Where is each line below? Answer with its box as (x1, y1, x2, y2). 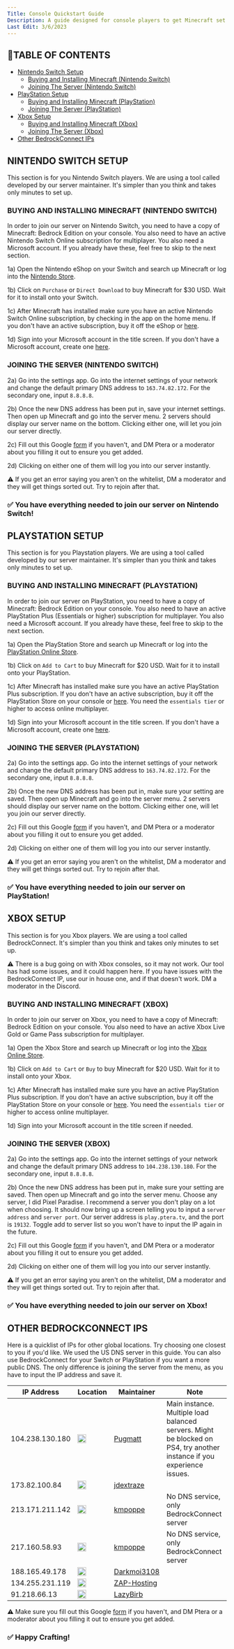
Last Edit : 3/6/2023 (7, 23, 68, 30)
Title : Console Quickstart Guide (7, 10, 104, 17)
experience (166, 1459, 203, 1469)
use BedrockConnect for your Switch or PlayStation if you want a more (7, 1355, 210, 1364)
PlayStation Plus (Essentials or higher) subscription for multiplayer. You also (7, 611, 224, 620)
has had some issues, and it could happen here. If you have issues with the (7, 966, 223, 976)
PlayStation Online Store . (7, 648, 79, 656)
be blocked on (166, 1434, 214, 1443)
